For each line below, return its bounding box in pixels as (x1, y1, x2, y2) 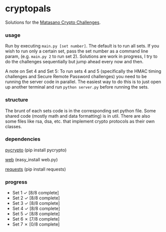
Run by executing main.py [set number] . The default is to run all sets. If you (5, 43, 160, 49)
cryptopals (5, 3, 51, 14)
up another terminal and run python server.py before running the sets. (5, 84, 149, 90)
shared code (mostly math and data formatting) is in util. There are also (5, 113, 150, 119)
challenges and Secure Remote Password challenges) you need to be (5, 74, 147, 80)
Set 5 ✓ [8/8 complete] (12, 211, 60, 217)
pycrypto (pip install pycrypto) (5, 147, 67, 153)
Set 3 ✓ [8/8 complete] (12, 200, 60, 206)
